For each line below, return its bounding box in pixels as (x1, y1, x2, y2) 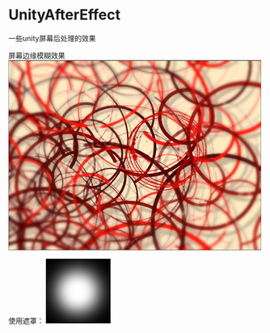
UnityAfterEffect (8, 6, 121, 24)
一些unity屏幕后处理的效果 (8, 33, 96, 43)
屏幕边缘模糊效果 (8, 50, 65, 60)
